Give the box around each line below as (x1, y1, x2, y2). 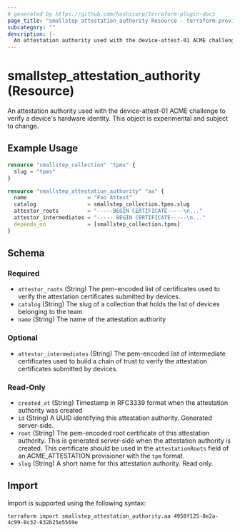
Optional (7, 333, 38, 343)
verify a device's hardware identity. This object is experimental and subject (7, 114, 229, 123)
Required (7, 268, 40, 278)
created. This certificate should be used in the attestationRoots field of (17, 443, 229, 452)
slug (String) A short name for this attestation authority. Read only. (17, 458, 214, 468)
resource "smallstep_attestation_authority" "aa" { (7, 187, 164, 195)
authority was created (17, 406, 83, 414)
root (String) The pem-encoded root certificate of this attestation (17, 428, 210, 437)
